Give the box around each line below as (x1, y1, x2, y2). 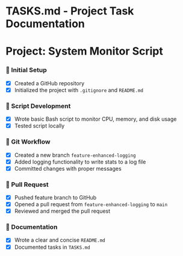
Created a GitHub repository (14, 79, 85, 87)
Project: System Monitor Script (5, 44, 164, 58)
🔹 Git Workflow (5, 138, 51, 146)
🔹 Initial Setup (5, 66, 47, 75)
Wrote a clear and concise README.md (14, 236, 106, 244)
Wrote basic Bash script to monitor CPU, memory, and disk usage (14, 115, 177, 123)
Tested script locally (14, 122, 65, 130)
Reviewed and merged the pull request (14, 207, 111, 215)
